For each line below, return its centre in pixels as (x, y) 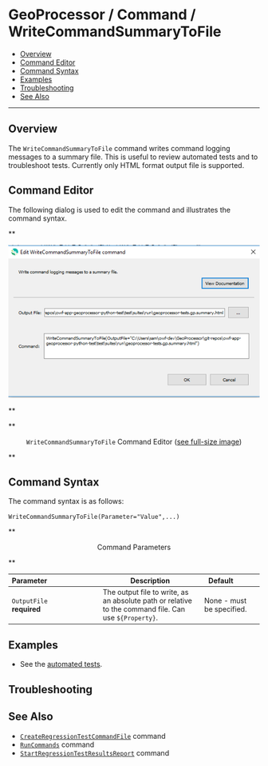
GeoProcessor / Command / (102, 15)
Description (150, 580)
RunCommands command (57, 744)
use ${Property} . (130, 618)
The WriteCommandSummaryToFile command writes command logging (119, 148)
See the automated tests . (61, 664)
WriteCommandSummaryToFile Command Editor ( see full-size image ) (134, 441)
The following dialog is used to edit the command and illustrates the (120, 209)
